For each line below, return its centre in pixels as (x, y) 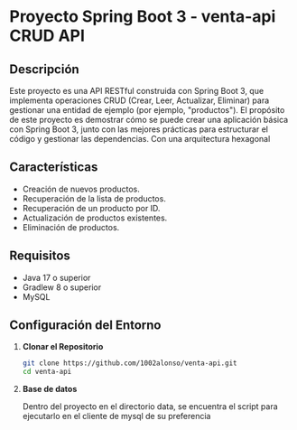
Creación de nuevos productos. (81, 189)
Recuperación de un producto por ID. (91, 208)
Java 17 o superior (56, 277)
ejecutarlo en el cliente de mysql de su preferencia (116, 416)
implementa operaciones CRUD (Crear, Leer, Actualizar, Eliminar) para (139, 100)
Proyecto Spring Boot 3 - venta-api (143, 17)
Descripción (44, 69)
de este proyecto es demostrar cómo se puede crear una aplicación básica (149, 120)
